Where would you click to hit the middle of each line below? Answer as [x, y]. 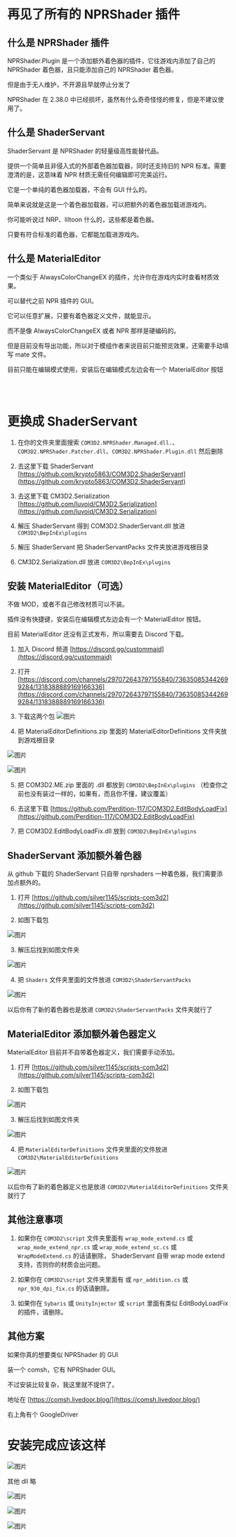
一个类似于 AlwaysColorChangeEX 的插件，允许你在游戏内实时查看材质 [110, 277]
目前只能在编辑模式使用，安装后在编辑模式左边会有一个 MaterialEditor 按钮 [115, 369]
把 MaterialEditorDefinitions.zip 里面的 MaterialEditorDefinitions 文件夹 [119, 732]
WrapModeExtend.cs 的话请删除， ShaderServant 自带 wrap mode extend [121, 1256]
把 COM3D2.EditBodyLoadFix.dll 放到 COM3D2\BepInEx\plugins [107, 831]
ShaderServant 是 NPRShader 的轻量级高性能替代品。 [85, 151]
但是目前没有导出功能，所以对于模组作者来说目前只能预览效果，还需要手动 [115, 345]
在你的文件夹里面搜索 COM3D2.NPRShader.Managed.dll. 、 [98, 442]
